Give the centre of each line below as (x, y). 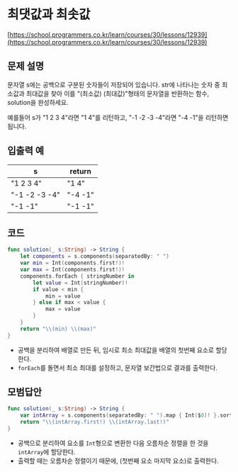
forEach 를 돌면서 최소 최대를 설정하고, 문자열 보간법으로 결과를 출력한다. (118, 367)
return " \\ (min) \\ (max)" (58, 329)
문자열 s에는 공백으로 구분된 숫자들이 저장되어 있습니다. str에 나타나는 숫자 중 (114, 84)
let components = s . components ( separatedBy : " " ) (95, 257)
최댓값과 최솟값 (49, 15)
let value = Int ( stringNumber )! (81, 283)
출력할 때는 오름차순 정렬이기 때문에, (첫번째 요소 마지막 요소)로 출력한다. (118, 461)
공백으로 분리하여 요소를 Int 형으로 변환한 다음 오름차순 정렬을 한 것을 (113, 443)
